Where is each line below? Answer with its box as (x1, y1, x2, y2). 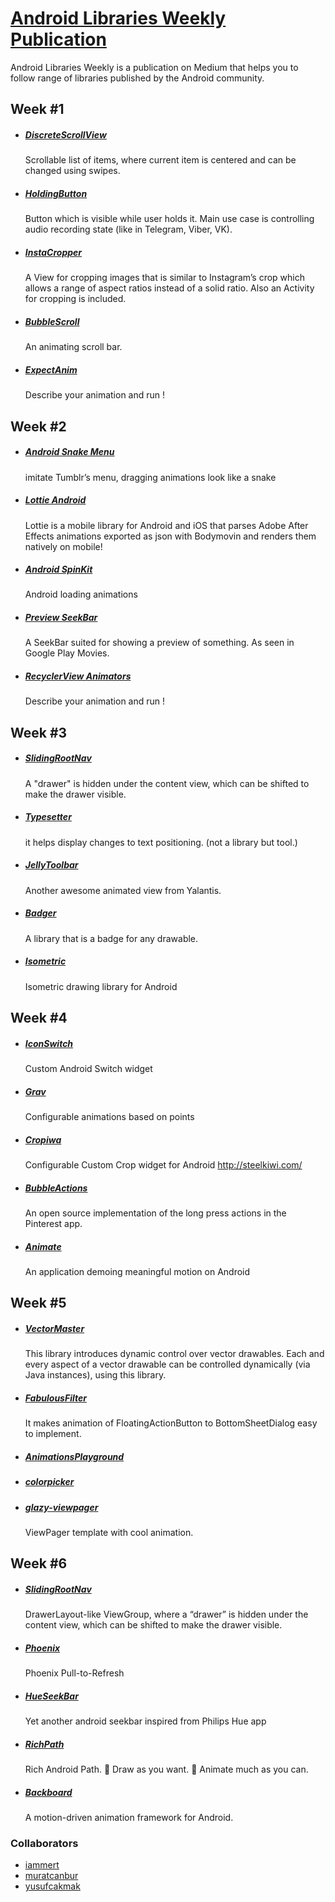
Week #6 (10, 1555, 68, 1572)
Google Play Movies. (24, 647, 110, 659)
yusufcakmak (24, 1880, 81, 1892)
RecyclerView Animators (24, 670, 132, 682)
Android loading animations (24, 588, 138, 601)
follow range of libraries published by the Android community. (10, 72, 265, 84)
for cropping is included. (24, 293, 127, 305)
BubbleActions (24, 1182, 88, 1194)
